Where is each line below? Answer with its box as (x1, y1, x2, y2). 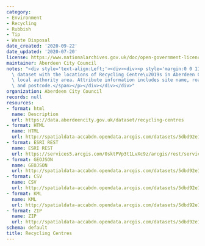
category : (6, 9, 32, 15)
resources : (6, 99, 34, 106)
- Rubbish (6, 26, 32, 32)
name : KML (12, 196, 37, 202)
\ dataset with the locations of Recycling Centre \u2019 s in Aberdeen (12, 71, 195, 78)
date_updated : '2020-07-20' (6, 49, 78, 55)
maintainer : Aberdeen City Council (6, 60, 97, 66)
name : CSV (12, 179, 37, 186)
